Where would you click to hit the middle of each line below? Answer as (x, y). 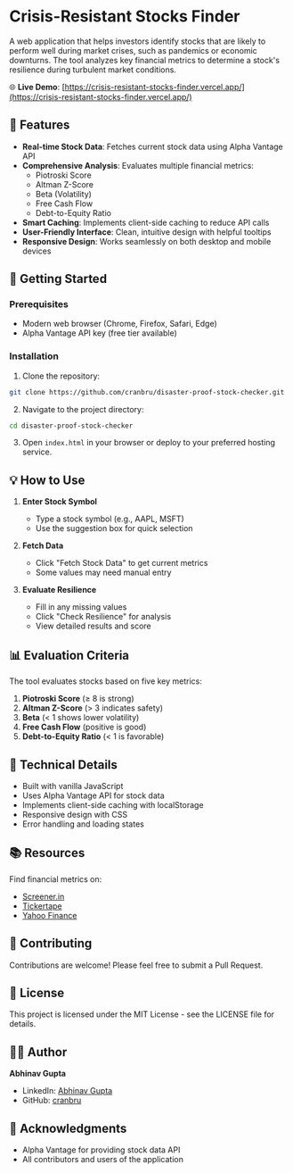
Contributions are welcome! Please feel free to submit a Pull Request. (136, 965)
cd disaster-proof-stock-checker (71, 426)
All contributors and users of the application (103, 1159)
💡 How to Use (47, 480)
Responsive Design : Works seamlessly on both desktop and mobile (146, 241)
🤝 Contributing (51, 944)
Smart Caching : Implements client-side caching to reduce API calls (146, 222)
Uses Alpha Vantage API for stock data (93, 795)
